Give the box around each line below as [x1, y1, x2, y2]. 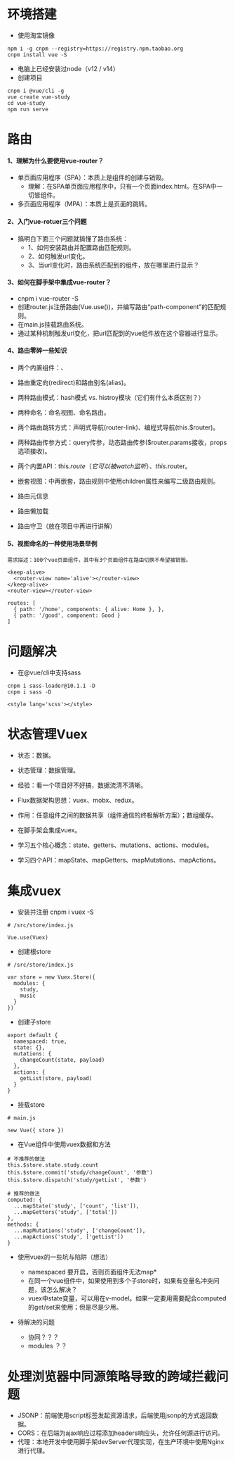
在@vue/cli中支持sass [17, 668, 81, 677]
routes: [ [7, 600, 36, 607]
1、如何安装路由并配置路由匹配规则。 [27, 243, 135, 251]
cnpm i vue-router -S [17, 294, 79, 303]
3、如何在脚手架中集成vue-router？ [7, 278, 112, 287]
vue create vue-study [7, 93, 71, 101]
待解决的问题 [17, 1317, 55, 1326]
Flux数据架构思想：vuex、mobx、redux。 [17, 796, 138, 805]
